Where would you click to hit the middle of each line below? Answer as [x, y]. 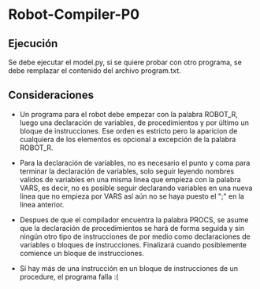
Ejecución [33, 44]
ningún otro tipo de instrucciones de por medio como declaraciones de [135, 236]
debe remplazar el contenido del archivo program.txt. [95, 71]
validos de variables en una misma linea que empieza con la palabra [130, 179]
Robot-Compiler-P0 [74, 15]
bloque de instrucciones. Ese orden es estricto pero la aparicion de [128, 130]
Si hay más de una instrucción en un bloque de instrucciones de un [129, 268]
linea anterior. [42, 204]
